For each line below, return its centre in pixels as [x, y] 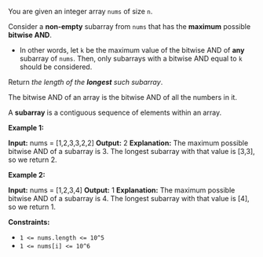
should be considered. [56, 67]
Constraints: [29, 222]
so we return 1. [32, 207]
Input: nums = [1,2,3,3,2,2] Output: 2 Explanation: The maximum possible [128, 143]
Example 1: [26, 128]
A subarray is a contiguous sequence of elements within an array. [115, 112]
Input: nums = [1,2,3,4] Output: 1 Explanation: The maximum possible [122, 190]
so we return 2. [33, 160]
